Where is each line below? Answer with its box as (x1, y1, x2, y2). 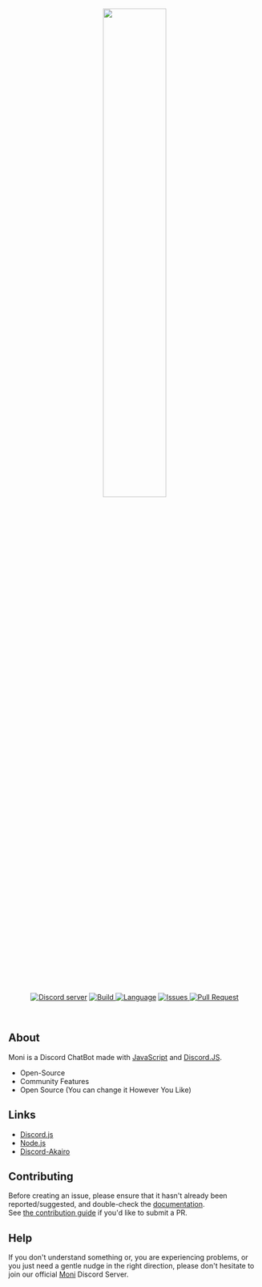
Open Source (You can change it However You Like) (19, 1085, 192, 1095)
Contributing (8, 1170, 74, 1184)
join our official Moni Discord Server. (8, 1269, 129, 1279)
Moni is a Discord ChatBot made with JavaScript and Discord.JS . (8, 1052, 223, 1062)
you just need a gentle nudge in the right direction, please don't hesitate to (8, 1261, 255, 1271)
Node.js (19, 1138, 46, 1147)
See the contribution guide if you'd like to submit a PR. (8, 1208, 188, 1218)
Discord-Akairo (19, 1147, 71, 1156)
